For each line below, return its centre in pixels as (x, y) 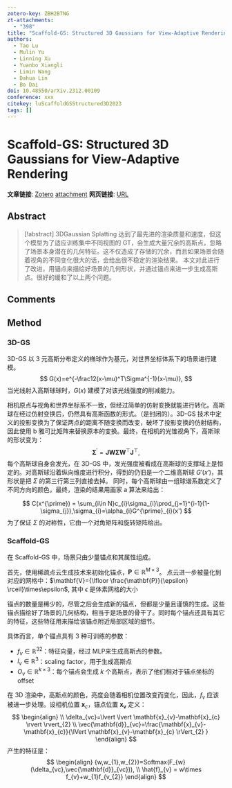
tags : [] (20, 110)
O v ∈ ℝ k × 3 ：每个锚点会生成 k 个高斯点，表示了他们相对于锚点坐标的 (116, 672)
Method (25, 323)
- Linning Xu (32, 59)
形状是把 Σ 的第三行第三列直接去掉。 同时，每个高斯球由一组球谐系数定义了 (115, 481)
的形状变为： (25, 439)
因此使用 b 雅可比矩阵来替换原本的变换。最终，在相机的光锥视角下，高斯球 (114, 431)
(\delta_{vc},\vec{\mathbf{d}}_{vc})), (82, 769)
